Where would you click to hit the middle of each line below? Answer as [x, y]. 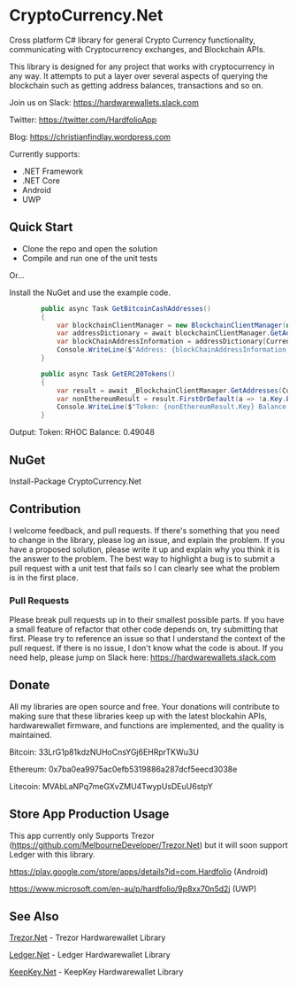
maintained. [30, 734]
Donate [30, 685]
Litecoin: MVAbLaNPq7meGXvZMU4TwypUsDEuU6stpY [111, 786]
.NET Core [41, 180]
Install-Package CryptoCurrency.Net [75, 481]
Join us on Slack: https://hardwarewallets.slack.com [104, 102]
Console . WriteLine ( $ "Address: [112, 350]
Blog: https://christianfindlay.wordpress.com [90, 136]
